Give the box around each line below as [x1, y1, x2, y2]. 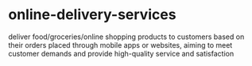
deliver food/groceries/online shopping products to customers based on [8, 32, 245, 41]
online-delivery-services [8, 6, 176, 24]
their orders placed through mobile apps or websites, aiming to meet [8, 40, 233, 49]
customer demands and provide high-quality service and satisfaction [8, 49, 235, 58]
